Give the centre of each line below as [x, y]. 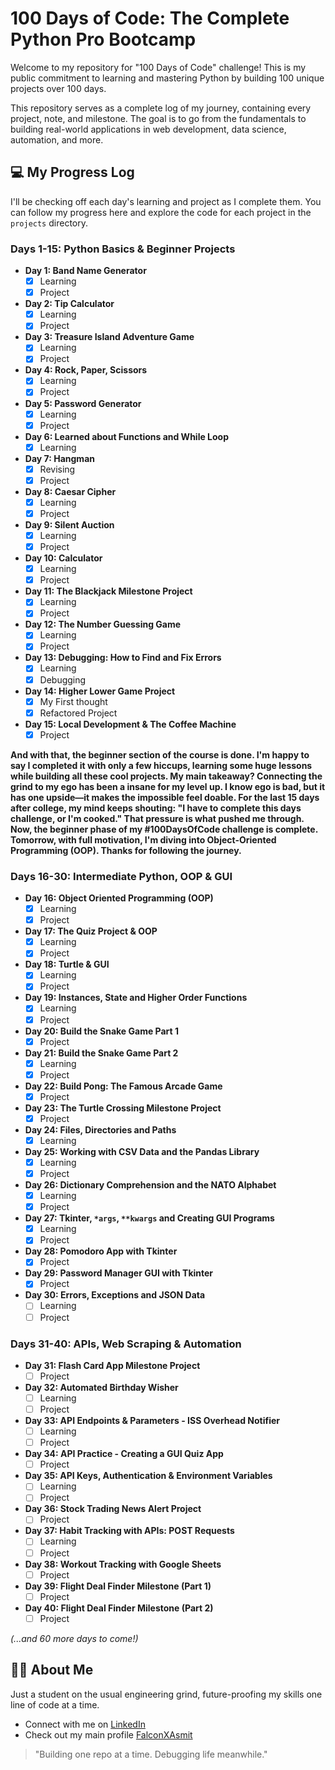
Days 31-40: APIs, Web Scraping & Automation [126, 1344]
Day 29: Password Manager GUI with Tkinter [119, 1273]
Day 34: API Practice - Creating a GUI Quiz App [124, 1454]
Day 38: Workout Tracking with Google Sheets [123, 1564]
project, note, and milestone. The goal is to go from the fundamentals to [158, 118]
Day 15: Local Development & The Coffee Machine [130, 724]
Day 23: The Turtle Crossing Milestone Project [123, 1108]
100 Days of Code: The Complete [150, 18]
